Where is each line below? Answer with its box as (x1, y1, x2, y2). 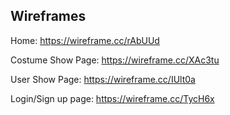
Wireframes (10, 8, 87, 25)
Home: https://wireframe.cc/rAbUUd (10, 34, 160, 46)
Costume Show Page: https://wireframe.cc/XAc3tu (10, 54, 220, 66)
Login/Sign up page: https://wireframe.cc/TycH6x (10, 92, 215, 104)
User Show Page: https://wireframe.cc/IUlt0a (10, 73, 196, 85)
